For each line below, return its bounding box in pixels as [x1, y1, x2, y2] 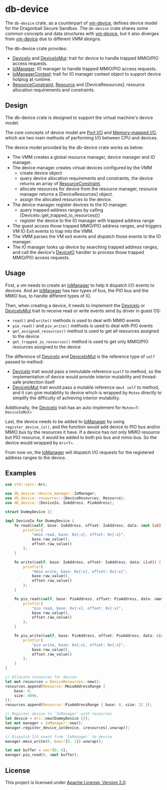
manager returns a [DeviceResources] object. [19, 191, 113, 197]
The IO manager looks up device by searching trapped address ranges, [12, 244, 159, 250]
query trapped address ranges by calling [19, 207, 103, 213]
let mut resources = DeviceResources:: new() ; [5, 679, 101, 684]
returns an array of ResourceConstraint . [19, 180, 101, 186]
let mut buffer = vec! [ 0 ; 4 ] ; [5, 748, 68, 753]
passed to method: [5, 358, 44, 364]
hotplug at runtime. [12, 76, 52, 82]
